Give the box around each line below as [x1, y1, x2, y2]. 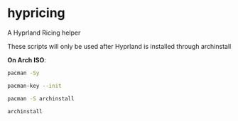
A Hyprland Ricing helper [7, 28, 81, 37]
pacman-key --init [7, 82, 62, 89]
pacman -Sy [7, 69, 40, 76]
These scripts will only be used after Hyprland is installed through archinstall [7, 42, 232, 50]
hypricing [7, 5, 65, 21]
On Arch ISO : [7, 55, 46, 64]
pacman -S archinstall [7, 95, 75, 102]
